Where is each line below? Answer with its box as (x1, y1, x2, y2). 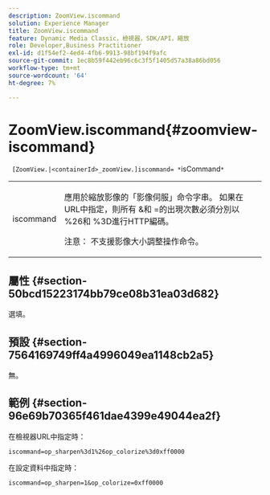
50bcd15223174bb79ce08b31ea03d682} (8, 287, 219, 301)
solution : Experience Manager (8, 19, 110, 27)
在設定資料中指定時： (8, 463, 79, 472)
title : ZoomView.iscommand (8, 27, 99, 35)
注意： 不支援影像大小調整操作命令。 (63, 236, 203, 247)
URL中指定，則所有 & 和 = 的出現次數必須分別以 (63, 204, 239, 215)
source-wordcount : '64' (8, 72, 88, 80)
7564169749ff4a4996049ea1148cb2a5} (8, 348, 215, 362)
